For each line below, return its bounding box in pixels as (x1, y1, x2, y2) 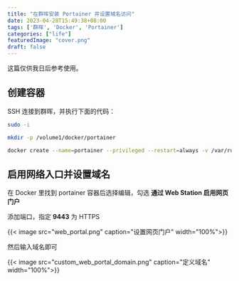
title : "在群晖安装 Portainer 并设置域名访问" (7, 10, 135, 18)
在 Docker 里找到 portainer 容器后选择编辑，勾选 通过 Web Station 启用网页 (7, 189, 229, 197)
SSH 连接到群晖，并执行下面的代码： (7, 107, 116, 115)
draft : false (7, 43, 46, 51)
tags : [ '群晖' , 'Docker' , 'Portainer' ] (7, 23, 124, 31)
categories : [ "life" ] (7, 30, 72, 38)
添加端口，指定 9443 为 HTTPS (7, 213, 100, 221)
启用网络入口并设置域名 (7, 168, 110, 180)
